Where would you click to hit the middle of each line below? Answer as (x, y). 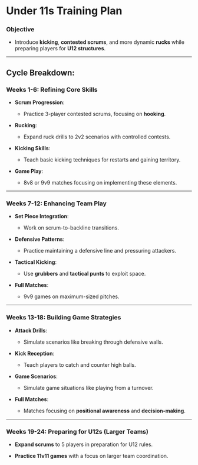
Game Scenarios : (36, 376)
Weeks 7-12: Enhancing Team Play (57, 204)
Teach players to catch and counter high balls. (80, 364)
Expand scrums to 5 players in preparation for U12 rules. (84, 444)
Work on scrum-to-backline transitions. (71, 228)
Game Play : (29, 171)
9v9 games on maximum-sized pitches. (71, 296)
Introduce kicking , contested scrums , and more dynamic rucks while (99, 42)
